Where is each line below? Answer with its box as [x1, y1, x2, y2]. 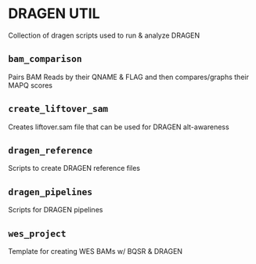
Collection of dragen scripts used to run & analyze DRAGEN [8, 31, 200, 40]
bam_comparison [8, 53, 82, 65]
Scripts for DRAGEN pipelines [8, 205, 103, 215]
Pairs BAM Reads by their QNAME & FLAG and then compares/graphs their [8, 72, 249, 81]
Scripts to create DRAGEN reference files [8, 164, 141, 173]
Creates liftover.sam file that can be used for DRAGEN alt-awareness [8, 122, 229, 132]
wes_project [8, 228, 67, 239]
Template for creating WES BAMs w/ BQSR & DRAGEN [8, 247, 182, 255]
